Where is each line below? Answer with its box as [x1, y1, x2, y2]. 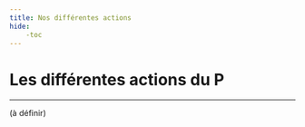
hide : [9, 22, 30, 31]
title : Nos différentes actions [9, 13, 132, 23]
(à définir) [9, 108, 47, 119]
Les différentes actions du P [9, 69, 225, 90]
